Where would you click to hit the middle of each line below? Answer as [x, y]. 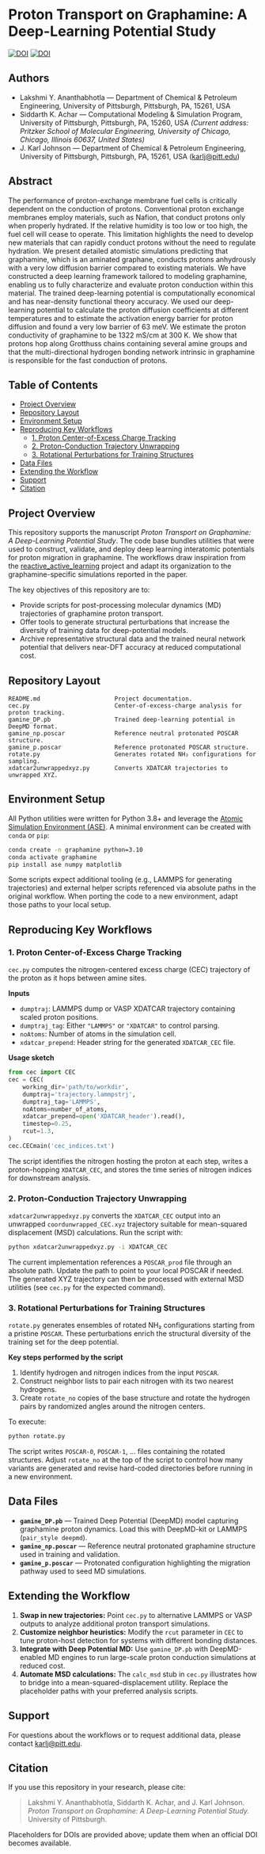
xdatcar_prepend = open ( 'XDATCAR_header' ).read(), [104, 1116]
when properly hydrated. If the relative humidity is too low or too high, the [128, 225]
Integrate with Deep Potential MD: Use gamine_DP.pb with [114, 1649]
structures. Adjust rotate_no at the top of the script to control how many [126, 1460]
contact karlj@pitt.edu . [45, 1743]
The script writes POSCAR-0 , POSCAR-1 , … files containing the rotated [117, 1452]
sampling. [25, 761]
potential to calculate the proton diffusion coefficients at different [143, 310]
